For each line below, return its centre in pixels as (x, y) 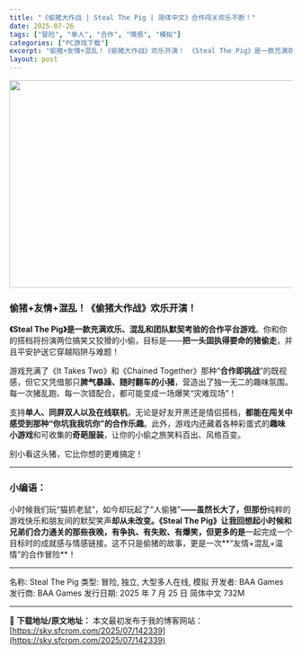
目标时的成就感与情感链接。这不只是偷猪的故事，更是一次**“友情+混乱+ (142, 543)
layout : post (34, 59)
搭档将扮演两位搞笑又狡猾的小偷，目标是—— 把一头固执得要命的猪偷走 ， (151, 340)
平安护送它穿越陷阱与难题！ (68, 352)
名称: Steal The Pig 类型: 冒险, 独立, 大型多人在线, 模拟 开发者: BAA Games (147, 581)
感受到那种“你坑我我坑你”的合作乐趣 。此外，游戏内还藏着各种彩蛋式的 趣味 (147, 424)
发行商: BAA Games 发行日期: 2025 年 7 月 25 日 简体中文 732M (127, 593)
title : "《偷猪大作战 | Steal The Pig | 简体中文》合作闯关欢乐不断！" (133, 18)
